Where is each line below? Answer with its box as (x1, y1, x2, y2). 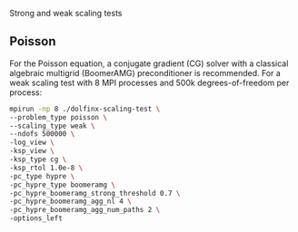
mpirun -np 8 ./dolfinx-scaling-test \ (9, 104, 161, 113)
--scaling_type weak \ (9, 121, 95, 130)
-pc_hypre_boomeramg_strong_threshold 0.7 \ (9, 188, 181, 198)
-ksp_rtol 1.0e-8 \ (9, 163, 84, 172)
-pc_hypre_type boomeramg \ (9, 180, 116, 189)
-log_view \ (9, 138, 55, 148)
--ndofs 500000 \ (9, 130, 75, 139)
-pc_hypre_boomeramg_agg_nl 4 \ (9, 197, 132, 207)
